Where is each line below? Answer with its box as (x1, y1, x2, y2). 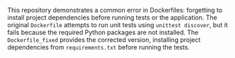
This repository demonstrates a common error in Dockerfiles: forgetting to (7, 6, 223, 14)
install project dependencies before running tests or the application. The (7, 13, 217, 22)
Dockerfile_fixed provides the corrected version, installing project (7, 36, 201, 44)
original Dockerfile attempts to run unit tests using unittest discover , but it (7, 21, 228, 29)
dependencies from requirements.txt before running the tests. (7, 43, 191, 51)
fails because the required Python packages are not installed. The (7, 28, 199, 36)
